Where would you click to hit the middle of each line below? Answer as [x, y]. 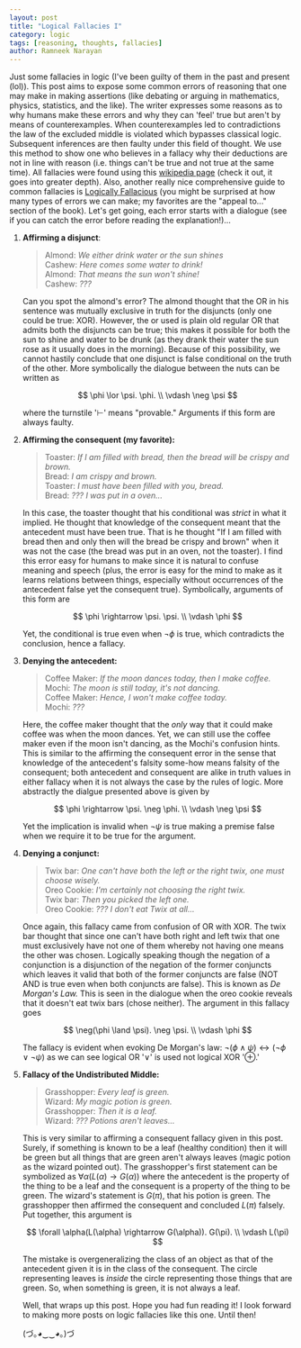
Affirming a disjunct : [62, 238]
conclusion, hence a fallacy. [74, 644]
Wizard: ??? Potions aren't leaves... [110, 1121]
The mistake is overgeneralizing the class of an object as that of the [148, 1259]
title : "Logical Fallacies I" [66, 26]
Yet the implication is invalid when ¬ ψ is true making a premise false [149, 827]
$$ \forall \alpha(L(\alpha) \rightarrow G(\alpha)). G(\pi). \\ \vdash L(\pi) [158, 1232]
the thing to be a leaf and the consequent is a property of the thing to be [156, 1186]
